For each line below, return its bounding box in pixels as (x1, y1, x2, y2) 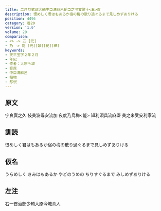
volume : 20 (5, 30, 27, 35)
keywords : (5, 48, 25, 53)
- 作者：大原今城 (5, 61, 35, 66)
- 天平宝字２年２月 (5, 52, 39, 57)
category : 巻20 (5, 20, 35, 26)
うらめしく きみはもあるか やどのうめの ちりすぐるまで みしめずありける (5, 171, 151, 177)
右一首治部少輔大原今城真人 (5, 200, 61, 207)
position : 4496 (5, 16, 36, 21)
